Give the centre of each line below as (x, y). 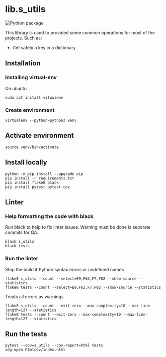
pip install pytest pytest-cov (38, 187)
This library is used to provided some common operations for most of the (80, 32)
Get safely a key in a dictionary (44, 47)
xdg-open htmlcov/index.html (35, 350)
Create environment (30, 110)
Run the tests (26, 334)
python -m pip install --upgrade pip (44, 174)
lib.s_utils (25, 9)
